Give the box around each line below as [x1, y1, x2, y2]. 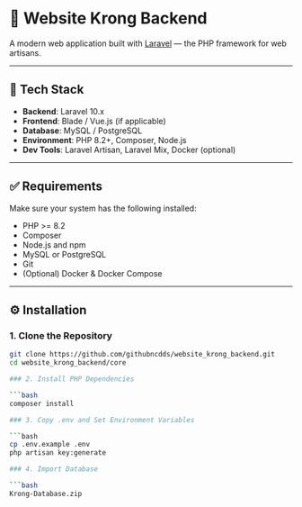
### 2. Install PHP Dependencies [9, 375, 135, 384]
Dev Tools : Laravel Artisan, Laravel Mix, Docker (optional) [22, 144, 236, 155]
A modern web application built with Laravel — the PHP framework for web [9, 38, 288, 49]
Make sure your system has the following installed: [9, 203, 197, 213]
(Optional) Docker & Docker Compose [22, 267, 163, 278]
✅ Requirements [9, 179, 103, 195]
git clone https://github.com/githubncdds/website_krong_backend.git [9, 350, 276, 359]
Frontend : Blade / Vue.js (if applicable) [22, 115, 166, 126]
